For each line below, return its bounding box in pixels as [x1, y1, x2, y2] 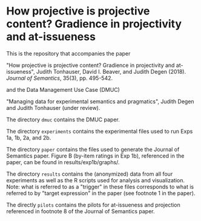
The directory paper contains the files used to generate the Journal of [6, 146, 180, 153]
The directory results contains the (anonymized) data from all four [6, 170, 173, 178]
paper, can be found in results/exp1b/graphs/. [6, 158, 120, 165]
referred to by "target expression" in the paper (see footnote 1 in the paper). [6, 189, 196, 197]
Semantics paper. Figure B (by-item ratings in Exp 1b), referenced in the [6, 152, 185, 159]
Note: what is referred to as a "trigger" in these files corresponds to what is [6, 183, 194, 190]
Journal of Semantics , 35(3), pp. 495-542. [6, 74, 113, 82]
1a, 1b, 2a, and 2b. [6, 134, 51, 141]
